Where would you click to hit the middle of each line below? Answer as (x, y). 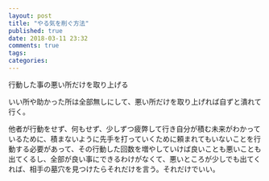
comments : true (34, 46)
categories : (28, 61)
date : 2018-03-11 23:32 (48, 38)
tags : (17, 53)
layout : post (30, 16)
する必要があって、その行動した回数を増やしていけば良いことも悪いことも (138, 149)
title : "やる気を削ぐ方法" (49, 23)
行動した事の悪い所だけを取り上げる (68, 84)
